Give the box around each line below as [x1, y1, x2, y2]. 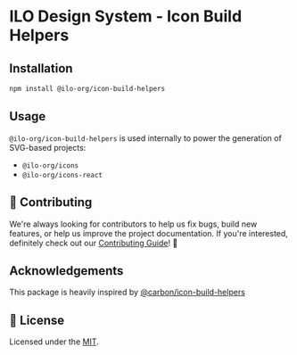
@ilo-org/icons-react [21, 170, 103, 179]
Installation [9, 61, 73, 76]
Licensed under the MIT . [9, 336, 100, 347]
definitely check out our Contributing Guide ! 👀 [9, 237, 178, 248]
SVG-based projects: [9, 142, 87, 153]
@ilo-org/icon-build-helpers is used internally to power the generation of [9, 132, 283, 144]
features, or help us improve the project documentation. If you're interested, [9, 227, 288, 238]
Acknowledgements [9, 263, 124, 278]
